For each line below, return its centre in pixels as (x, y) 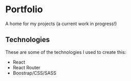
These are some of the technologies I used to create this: (66, 52)
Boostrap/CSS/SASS (34, 73)
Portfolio (24, 9)
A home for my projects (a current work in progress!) (61, 24)
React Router (26, 67)
